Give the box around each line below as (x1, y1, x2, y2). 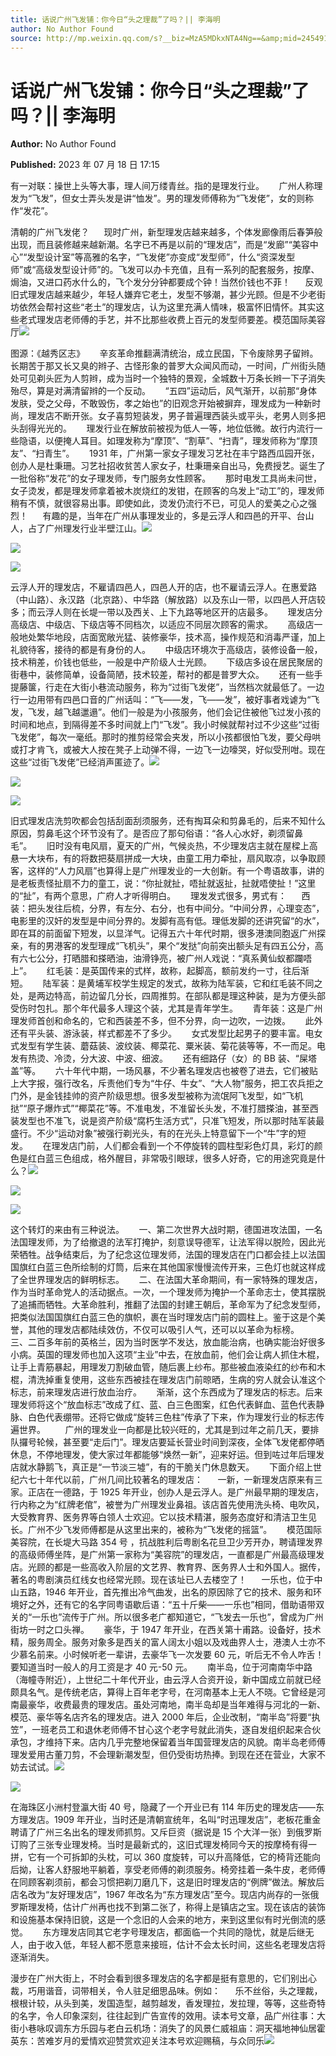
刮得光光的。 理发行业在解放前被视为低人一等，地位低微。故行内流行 (18, 422, 315, 435)
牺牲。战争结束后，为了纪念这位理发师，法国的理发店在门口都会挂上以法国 (18, 1249, 326, 1261)
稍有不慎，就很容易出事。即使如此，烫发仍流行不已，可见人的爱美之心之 (10, 497, 308, 510)
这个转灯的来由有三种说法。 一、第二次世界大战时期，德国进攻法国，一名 (10, 1224, 323, 1236)
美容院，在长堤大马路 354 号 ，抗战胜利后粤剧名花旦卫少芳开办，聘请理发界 (10, 1536, 323, 1548)
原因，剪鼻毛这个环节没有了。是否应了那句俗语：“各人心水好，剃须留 (10, 827, 295, 840)
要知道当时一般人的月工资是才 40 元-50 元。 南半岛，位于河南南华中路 (10, 1661, 313, 1673)
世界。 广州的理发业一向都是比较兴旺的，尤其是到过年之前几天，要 (18, 1424, 311, 1436)
